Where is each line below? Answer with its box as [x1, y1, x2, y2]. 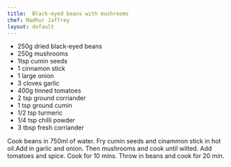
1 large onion [17, 72, 54, 80]
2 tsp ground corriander [17, 94, 86, 102]
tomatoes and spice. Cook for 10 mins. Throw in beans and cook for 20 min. [7, 152, 225, 160]
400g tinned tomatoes [17, 86, 81, 95]
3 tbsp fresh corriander [17, 123, 85, 132]
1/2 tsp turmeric [17, 109, 63, 117]
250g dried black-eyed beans [17, 42, 102, 51]
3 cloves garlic [17, 79, 60, 88]
